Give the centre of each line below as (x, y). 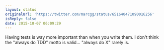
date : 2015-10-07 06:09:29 (33, 23)
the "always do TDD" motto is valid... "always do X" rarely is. (67, 43)
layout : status (21, 10)
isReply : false (21, 19)
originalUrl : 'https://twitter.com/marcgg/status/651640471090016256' (80, 14)
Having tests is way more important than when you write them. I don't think (82, 37)
